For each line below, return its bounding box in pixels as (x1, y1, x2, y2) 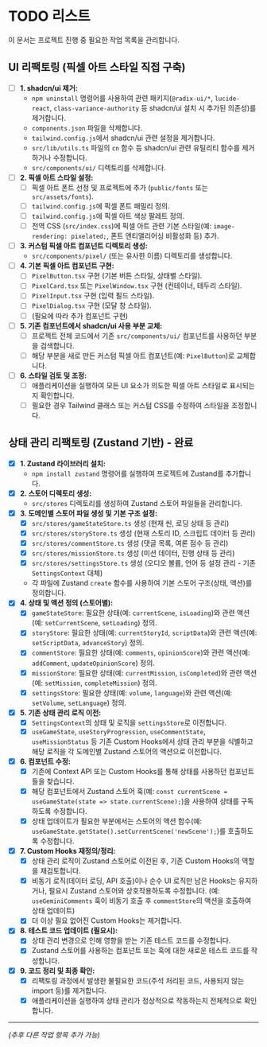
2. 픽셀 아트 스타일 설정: (19, 173, 94, 182)
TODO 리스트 (8, 7, 91, 25)
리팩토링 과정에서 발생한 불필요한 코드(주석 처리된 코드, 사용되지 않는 (31, 975, 245, 985)
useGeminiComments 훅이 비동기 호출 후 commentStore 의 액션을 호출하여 (31, 896, 252, 905)
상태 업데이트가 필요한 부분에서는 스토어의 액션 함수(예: (31, 816, 203, 826)
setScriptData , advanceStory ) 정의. (31, 638, 145, 648)
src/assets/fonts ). (31, 192, 94, 201)
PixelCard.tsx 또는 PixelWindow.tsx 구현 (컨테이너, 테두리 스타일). (31, 281, 242, 290)
